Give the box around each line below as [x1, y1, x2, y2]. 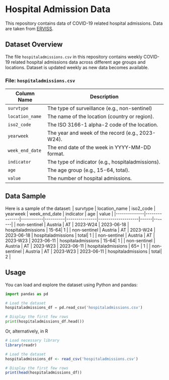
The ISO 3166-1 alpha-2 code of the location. [47, 121, 158, 128]
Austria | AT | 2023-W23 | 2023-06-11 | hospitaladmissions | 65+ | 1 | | [5, 243, 151, 249]
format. [47, 150, 64, 157]
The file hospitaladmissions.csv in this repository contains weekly [5, 53, 142, 60]
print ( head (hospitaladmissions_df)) [5, 370, 82, 375]
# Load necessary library [5, 338, 59, 343]
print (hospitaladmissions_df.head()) [5, 319, 84, 324]
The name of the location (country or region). [47, 113, 154, 120]
